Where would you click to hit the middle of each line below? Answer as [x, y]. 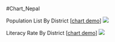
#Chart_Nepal [23, 9]
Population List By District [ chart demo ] [54, 21]
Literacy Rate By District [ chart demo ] [52, 33]
